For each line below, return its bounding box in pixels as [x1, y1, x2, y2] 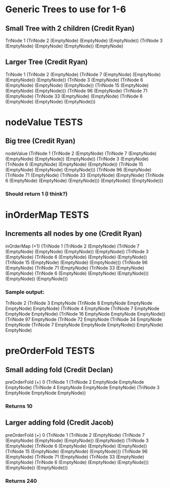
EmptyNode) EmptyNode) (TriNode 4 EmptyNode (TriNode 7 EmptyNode [5, 305, 160, 312]
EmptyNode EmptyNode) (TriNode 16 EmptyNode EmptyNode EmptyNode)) [5, 311, 165, 317]
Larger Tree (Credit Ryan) [5, 58, 88, 66]
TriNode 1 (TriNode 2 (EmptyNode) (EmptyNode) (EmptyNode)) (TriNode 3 [5, 37, 163, 43]
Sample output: [5, 288, 45, 295]
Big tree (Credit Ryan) [5, 137, 76, 145]
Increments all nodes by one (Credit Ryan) [5, 229, 142, 238]
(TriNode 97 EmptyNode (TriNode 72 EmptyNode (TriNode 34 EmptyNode [5, 316, 162, 323]
